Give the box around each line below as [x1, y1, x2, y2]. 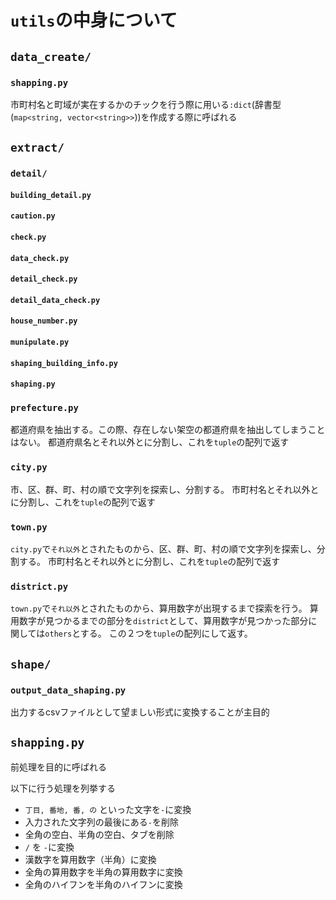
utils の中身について [10, 9, 178, 32]
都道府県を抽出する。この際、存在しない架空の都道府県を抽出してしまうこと [10, 424, 326, 436]
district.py [10, 581, 69, 592]
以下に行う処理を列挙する [10, 782, 116, 794]
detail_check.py [10, 274, 78, 285]
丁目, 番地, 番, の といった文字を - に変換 [24, 803, 192, 815]
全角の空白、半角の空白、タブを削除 [24, 828, 175, 840]
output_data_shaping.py [10, 684, 127, 696]
